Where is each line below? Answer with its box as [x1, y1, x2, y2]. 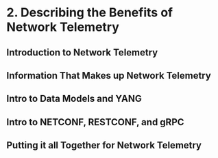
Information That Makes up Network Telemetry [6, 70, 212, 81]
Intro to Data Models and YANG [6, 93, 142, 105]
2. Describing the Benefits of [6, 5, 173, 21]
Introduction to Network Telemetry [6, 47, 158, 58]
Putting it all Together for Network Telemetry [6, 140, 202, 151]
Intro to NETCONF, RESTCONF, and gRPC [6, 116, 184, 128]
